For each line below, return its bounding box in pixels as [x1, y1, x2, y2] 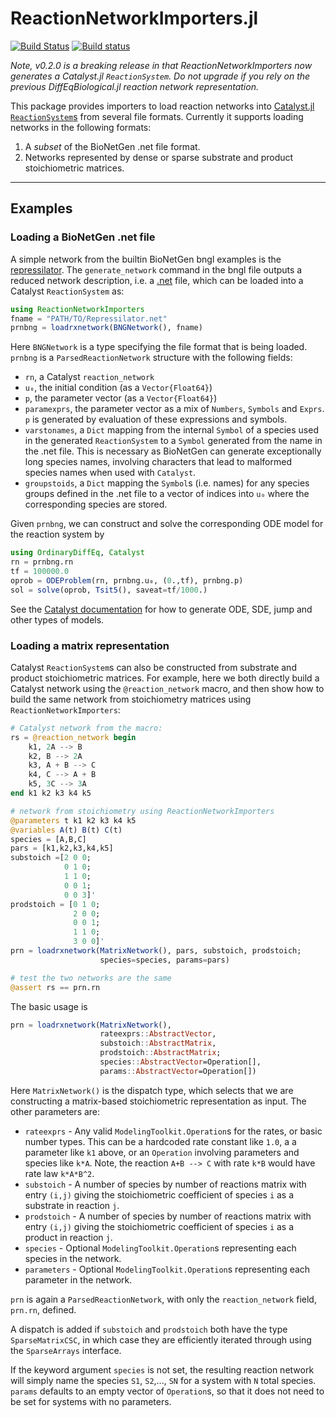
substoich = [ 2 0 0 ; [10, 853, 92, 863]
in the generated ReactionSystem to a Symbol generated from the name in [24, 435, 323, 447]
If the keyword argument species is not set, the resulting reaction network [10, 1363, 315, 1376]
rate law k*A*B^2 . [24, 1167, 95, 1179]
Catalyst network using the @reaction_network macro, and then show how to [10, 682, 325, 694]
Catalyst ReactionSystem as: [10, 285, 125, 297]
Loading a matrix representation [10, 638, 170, 652]
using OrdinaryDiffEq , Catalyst [10, 548, 145, 558]
